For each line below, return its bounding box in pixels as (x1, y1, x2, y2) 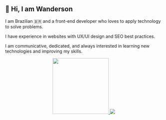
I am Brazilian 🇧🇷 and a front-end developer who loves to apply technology (5, 18, 161, 24)
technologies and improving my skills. (5, 48, 83, 54)
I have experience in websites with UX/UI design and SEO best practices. (5, 33, 156, 39)
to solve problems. (5, 23, 43, 30)
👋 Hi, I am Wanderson (5, 5, 73, 13)
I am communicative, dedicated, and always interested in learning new (5, 43, 150, 49)
